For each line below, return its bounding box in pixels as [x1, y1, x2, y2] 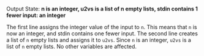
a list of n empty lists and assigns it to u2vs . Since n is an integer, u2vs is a [6, 37, 192, 43]
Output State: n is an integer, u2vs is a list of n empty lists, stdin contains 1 [6, 5, 198, 12]
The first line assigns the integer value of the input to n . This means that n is [6, 24, 197, 30]
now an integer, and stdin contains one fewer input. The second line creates [6, 30, 198, 37]
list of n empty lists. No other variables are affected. [6, 43, 137, 50]
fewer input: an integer [6, 12, 66, 19]
